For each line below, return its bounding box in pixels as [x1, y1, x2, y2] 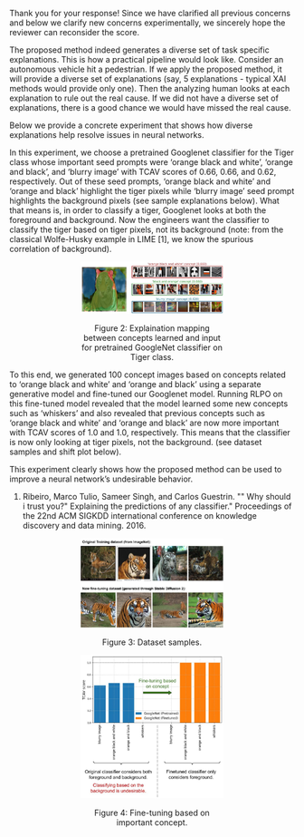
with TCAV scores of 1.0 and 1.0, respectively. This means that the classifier [9, 427, 291, 438]
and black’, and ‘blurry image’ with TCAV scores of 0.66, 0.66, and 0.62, [9, 167, 277, 177]
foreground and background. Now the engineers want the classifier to [9, 215, 270, 225]
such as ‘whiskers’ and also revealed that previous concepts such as [9, 408, 265, 419]
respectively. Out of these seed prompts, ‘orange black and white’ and [9, 176, 271, 187]
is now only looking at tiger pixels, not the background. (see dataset [9, 437, 262, 448]
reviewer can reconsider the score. [9, 27, 140, 37]
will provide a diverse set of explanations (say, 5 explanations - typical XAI [9, 73, 287, 84]
